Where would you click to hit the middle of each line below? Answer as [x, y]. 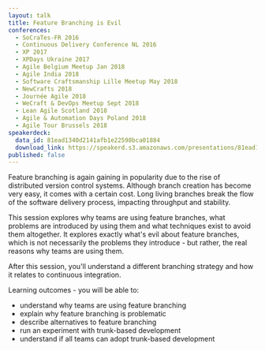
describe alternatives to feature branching [88, 322]
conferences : [30, 30]
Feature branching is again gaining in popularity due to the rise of [114, 177]
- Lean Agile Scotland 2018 [62, 111]
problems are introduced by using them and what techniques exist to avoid [129, 226]
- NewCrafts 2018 [44, 89]
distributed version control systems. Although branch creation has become [130, 185]
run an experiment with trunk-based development [100, 330]
